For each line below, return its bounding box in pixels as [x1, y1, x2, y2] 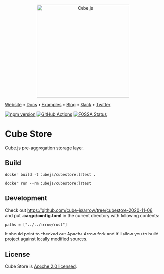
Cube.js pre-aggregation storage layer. [5, 145, 84, 151]
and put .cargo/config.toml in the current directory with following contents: [5, 212, 160, 218]
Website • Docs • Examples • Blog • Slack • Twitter [5, 102, 111, 107]
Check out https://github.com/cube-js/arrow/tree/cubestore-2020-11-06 [5, 207, 153, 213]
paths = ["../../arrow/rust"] [5, 222, 68, 227]
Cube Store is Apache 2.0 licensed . [5, 263, 77, 269]
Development [5, 194, 48, 202]
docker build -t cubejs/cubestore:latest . [5, 172, 96, 177]
